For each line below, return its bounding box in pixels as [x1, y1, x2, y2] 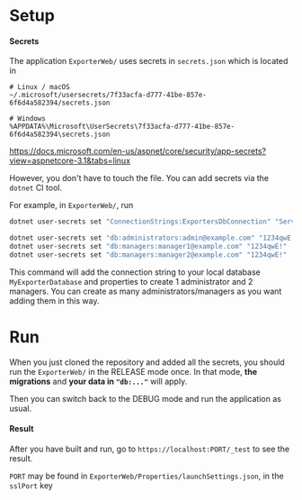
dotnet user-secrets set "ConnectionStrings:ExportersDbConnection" [9, 217, 271, 226]
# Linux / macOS [9, 83, 70, 92]
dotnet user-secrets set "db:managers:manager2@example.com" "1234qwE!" [9, 250, 288, 259]
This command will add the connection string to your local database [9, 267, 261, 277]
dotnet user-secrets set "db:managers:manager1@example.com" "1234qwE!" [9, 242, 288, 251]
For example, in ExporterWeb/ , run [9, 200, 134, 211]
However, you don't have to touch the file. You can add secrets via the [9, 173, 270, 184]
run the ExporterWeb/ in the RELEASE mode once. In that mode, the [9, 366, 258, 377]
